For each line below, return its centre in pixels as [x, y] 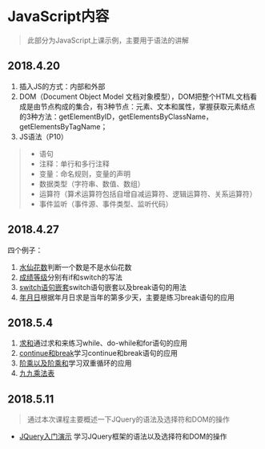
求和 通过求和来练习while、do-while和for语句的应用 [103, 343]
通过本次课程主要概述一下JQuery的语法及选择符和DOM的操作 [128, 419]
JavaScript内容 [58, 16]
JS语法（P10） [44, 137]
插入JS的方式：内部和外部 [62, 86]
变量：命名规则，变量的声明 [85, 173]
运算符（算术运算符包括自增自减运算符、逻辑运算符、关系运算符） [148, 194]
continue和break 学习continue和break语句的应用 [98, 353]
